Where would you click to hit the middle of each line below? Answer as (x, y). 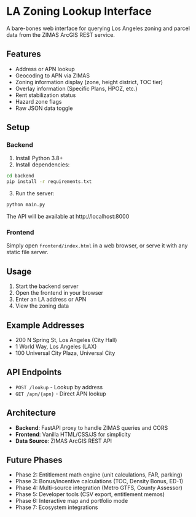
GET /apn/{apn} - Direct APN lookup (61, 394)
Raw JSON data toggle (44, 108)
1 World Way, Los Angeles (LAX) (56, 346)
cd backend (20, 176)
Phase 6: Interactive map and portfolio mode (72, 501)
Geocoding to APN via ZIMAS (53, 76)
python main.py (26, 205)
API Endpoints (34, 372)
